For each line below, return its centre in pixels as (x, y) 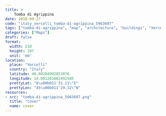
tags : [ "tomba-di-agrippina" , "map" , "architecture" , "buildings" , (76, 28)
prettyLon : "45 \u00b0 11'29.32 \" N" (45, 88)
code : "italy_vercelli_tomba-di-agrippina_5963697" (59, 23)
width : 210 (21, 46)
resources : (16, 92)
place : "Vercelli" (29, 65)
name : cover (22, 106)
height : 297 (22, 51)
